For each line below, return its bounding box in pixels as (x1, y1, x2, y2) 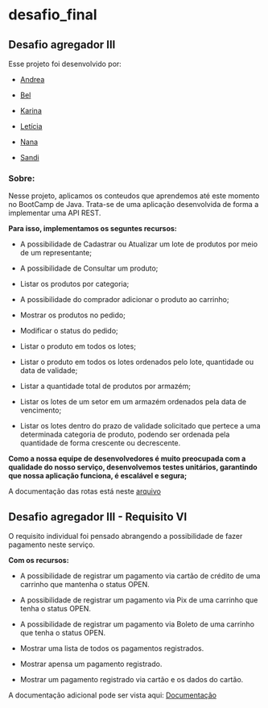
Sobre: (8, 172, 35, 184)
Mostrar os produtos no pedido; (19, 310, 126, 320)
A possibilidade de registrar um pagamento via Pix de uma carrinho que (19, 595, 258, 605)
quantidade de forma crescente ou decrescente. (19, 438, 181, 448)
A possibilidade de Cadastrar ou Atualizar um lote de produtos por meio (19, 239, 258, 249)
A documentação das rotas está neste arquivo (8, 486, 161, 496)
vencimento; (19, 405, 62, 416)
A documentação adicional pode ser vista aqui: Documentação (8, 690, 217, 700)
